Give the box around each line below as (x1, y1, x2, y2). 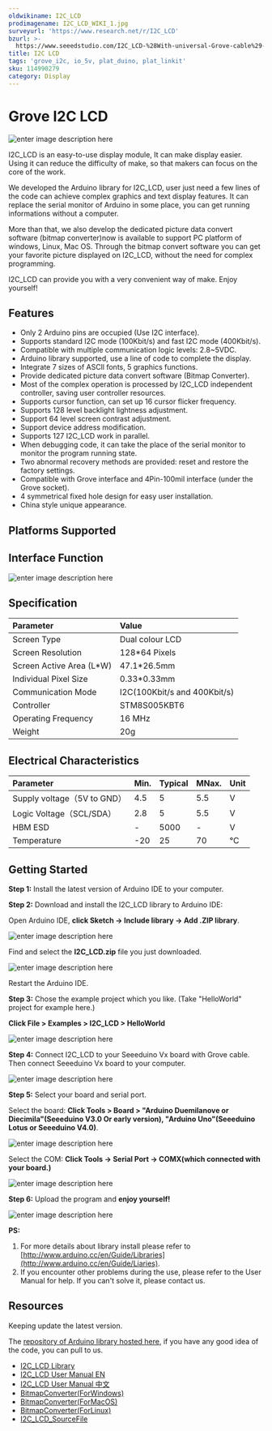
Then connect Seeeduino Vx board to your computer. (8, 1059, 186, 1069)
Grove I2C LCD (8, 107, 108, 126)
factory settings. (19, 465, 75, 475)
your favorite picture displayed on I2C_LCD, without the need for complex (8, 250, 253, 259)
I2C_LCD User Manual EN (19, 1369, 105, 1379)
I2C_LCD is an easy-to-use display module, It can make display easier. (8, 149, 243, 159)
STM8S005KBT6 (119, 700, 185, 711)
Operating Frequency (12, 713, 93, 724)
